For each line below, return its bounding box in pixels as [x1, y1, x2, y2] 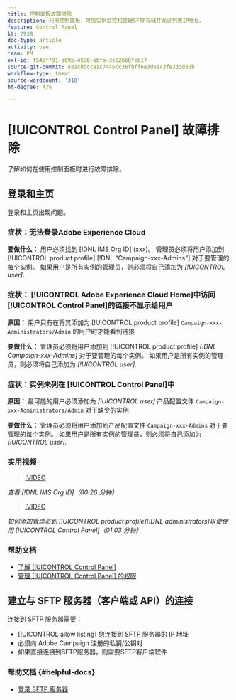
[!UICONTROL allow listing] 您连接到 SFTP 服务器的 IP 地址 [17, 630, 189, 639]
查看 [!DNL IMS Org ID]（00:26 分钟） [7, 488, 118, 497]
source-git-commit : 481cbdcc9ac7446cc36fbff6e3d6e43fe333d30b [7, 63, 195, 70]
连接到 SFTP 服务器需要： [7, 615, 83, 623]
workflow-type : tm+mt [7, 70, 72, 77]
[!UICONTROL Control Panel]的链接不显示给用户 [7, 300, 174, 310]
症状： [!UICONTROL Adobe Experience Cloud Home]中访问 [7, 290, 215, 299]
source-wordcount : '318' [7, 76, 81, 84]
